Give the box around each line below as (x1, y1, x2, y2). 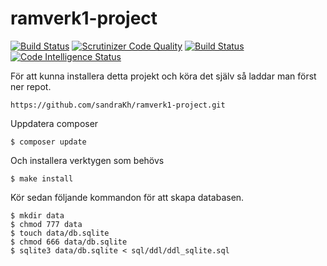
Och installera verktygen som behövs (10, 154, 165, 166)
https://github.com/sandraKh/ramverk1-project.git (10, 100, 226, 110)
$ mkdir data (10, 210, 65, 221)
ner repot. (10, 80, 52, 92)
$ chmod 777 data (10, 219, 83, 229)
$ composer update (10, 137, 87, 147)
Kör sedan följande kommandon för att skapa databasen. (10, 191, 245, 203)
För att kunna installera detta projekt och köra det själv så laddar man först (10, 70, 317, 82)
